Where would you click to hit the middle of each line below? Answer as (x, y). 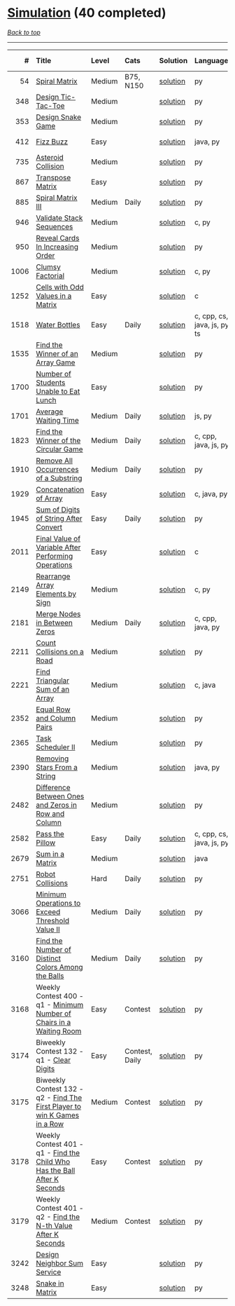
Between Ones (60, 796)
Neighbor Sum (60, 1263)
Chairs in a (54, 1022)
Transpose (54, 177)
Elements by (56, 594)
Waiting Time (57, 420)
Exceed (48, 911)
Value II (48, 929)
